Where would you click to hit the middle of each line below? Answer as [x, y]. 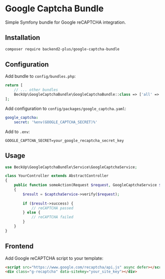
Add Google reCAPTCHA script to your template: [54, 258]
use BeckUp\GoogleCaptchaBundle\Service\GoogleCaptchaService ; [71, 167]
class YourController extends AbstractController [57, 176]
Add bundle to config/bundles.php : [41, 76]
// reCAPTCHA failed [52, 217]
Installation [23, 38]
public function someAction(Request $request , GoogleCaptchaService [85, 185]
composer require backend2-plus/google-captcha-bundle [62, 49]
